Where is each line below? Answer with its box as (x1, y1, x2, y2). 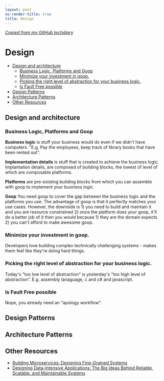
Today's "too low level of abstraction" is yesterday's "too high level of (5, 271, 146, 277)
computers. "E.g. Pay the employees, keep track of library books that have (5, 145, 155, 150)
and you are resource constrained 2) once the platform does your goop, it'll (5, 209, 157, 215)
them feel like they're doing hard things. (5, 248, 86, 254)
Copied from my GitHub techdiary (5, 30, 73, 36)
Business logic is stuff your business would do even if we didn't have (5, 139, 145, 145)
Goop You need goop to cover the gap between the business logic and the (5, 193, 156, 199)
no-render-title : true (5, 12, 51, 17)
